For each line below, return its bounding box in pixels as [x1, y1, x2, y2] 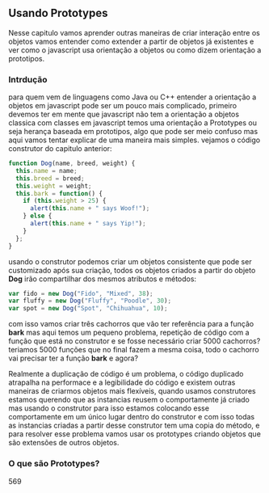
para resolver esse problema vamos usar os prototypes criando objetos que [8, 429, 261, 439]
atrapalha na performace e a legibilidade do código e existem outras [8, 377, 236, 387]
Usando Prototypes [8, 6, 108, 20]
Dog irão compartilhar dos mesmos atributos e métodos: [8, 274, 196, 284]
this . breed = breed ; [15, 174, 85, 183]
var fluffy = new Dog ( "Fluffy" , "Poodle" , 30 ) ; [8, 297, 172, 305]
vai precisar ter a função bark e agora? [8, 353, 139, 363]
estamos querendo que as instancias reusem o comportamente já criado [8, 395, 250, 405]
